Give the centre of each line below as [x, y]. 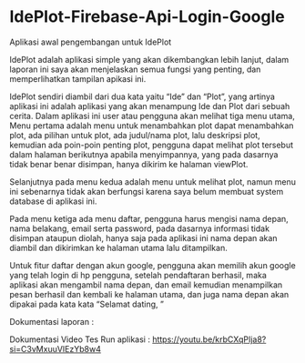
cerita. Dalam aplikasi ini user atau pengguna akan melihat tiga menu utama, [152, 116]
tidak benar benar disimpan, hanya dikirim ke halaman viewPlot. [129, 164]
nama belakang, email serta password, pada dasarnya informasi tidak [140, 228]
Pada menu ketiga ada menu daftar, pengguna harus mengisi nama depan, [149, 218]
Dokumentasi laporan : [51, 321]
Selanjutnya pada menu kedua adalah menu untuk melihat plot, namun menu [152, 181]
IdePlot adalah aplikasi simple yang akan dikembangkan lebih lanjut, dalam [149, 59]
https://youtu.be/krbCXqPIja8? [209, 339]
